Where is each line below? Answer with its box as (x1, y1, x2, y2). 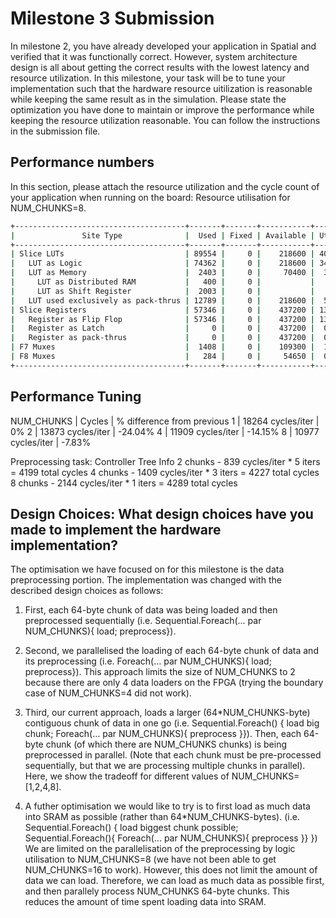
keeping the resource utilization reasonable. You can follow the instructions (10, 114, 321, 126)
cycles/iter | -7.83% (10, 436, 92, 448)
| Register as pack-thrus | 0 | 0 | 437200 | (10, 333, 315, 343)
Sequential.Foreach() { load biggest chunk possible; (24, 822, 239, 834)
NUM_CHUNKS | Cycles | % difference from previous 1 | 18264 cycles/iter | (10, 415, 320, 427)
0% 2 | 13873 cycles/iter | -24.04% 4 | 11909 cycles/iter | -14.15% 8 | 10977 (10, 425, 320, 437)
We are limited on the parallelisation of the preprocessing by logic (24, 843, 296, 855)
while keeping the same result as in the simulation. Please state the (10, 93, 287, 105)
